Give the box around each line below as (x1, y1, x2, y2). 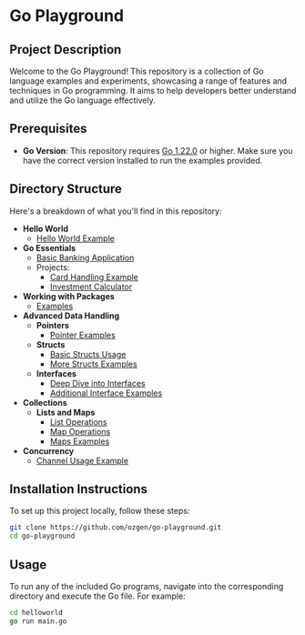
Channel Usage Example (36, 455, 129, 466)
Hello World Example (36, 233, 116, 244)
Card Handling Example (49, 271, 139, 282)
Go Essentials (22, 242, 76, 253)
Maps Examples (49, 436, 110, 447)
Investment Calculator (49, 281, 133, 292)
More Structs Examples (49, 358, 138, 369)
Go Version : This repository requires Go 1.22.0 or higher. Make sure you (22, 145, 293, 156)
